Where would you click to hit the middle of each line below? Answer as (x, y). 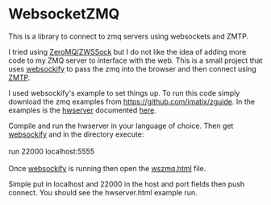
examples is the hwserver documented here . (83, 110)
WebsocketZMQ (64, 14)
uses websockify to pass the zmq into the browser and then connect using (132, 68)
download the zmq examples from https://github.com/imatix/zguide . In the (132, 101)
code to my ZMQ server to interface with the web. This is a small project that (135, 60)
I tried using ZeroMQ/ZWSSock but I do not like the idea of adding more (127, 51)
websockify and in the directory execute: (76, 134)
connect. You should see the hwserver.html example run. (103, 192)
